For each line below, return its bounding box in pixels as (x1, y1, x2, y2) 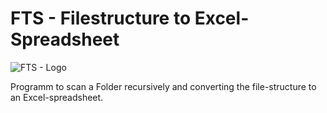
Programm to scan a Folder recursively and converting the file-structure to (10, 80, 317, 92)
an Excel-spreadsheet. (10, 91, 104, 103)
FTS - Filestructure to (10, 7, 192, 30)
